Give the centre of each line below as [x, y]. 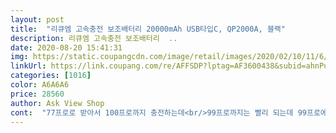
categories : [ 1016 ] [51, 76]
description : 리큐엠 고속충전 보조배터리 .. [94, 38]
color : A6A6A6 [40, 85]
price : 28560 [37, 94]
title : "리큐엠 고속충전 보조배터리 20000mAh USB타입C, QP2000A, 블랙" [148, 29]
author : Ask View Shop [57, 103]
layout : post [37, 19]
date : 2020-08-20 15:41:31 [66, 47]
